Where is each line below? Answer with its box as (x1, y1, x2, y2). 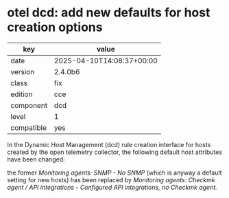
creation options (7, 19, 103, 35)
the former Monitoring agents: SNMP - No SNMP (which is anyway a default (7, 168, 222, 177)
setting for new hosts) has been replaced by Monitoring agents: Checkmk (7, 175, 215, 184)
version (10, 67, 35, 76)
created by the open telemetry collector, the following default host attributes (7, 148, 223, 156)
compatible (10, 122, 47, 132)
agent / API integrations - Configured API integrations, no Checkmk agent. (7, 183, 217, 191)
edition (10, 89, 33, 99)
